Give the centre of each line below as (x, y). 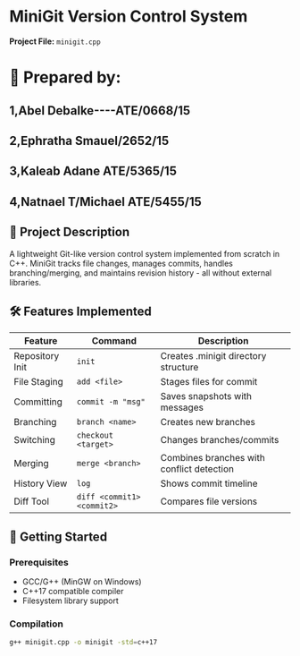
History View (41, 483)
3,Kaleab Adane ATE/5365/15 (93, 171)
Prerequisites (39, 562)
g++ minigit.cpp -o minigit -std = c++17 (83, 643)
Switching (35, 440)
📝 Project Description (70, 232)
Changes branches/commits (220, 440)
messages (182, 407)
